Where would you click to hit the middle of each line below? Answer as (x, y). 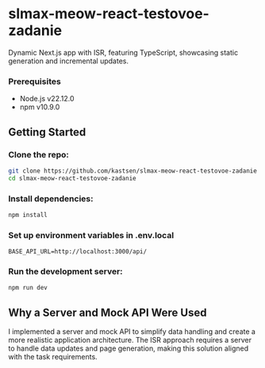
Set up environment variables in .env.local (91, 235)
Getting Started (47, 132)
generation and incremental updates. (69, 61)
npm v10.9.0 (40, 107)
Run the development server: (65, 271)
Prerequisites (35, 82)
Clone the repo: (39, 154)
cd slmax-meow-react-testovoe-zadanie (72, 178)
